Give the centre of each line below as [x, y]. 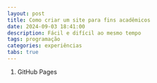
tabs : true [23, 53]
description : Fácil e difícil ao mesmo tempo [74, 33]
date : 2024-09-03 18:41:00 [46, 26]
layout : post [26, 13]
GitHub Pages [37, 72]
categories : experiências [44, 46]
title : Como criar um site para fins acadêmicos [79, 20]
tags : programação [34, 39]
